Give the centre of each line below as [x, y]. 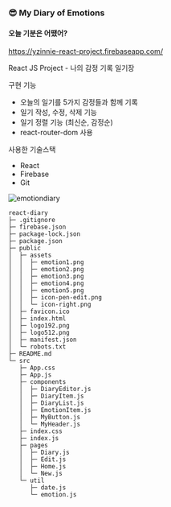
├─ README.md [30, 354]
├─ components [43, 382]
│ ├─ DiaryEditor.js [55, 390]
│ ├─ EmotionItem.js [55, 410]
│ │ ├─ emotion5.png [46, 291]
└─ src [19, 361]
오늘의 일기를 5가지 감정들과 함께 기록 [79, 102]
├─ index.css [41, 431]
